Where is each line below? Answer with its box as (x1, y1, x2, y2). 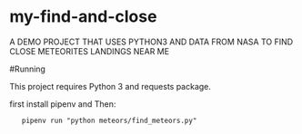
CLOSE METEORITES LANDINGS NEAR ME (9, 45, 170, 56)
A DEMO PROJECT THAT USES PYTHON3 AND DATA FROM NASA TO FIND (9, 36, 294, 47)
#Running (9, 63, 45, 74)
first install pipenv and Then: (9, 98, 116, 110)
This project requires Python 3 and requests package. (9, 81, 212, 91)
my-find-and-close (9, 6, 157, 27)
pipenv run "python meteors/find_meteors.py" (21, 116, 197, 125)
